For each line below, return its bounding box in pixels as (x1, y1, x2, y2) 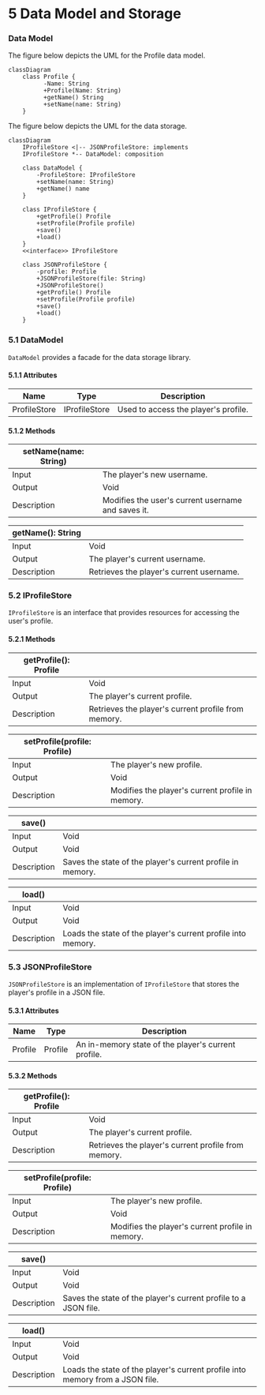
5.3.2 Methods (8, 1071, 58, 1080)
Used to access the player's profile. (117, 403, 248, 414)
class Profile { (22, 73, 77, 81)
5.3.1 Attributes (8, 1006, 59, 1015)
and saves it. (102, 504, 150, 516)
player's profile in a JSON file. (8, 988, 105, 997)
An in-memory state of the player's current (76, 1039, 236, 1050)
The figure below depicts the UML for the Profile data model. (8, 51, 206, 60)
